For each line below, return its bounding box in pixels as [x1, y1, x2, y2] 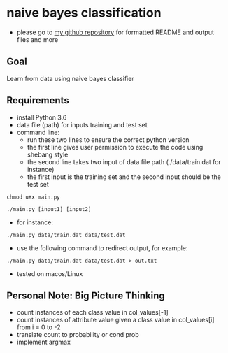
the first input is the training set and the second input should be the [27, 173, 221, 181]
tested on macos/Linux [16, 269, 83, 278]
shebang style [27, 150, 69, 159]
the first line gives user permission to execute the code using [27, 143, 204, 151]
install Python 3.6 [16, 113, 67, 122]
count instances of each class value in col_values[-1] [16, 308, 169, 317]
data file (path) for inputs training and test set [16, 120, 148, 129]
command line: [16, 128, 60, 136]
